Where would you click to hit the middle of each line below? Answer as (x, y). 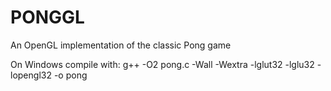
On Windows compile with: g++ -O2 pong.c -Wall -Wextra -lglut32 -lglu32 (162, 64)
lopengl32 (31, 75)
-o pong (70, 75)
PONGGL (47, 17)
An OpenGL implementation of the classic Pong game (121, 45)
